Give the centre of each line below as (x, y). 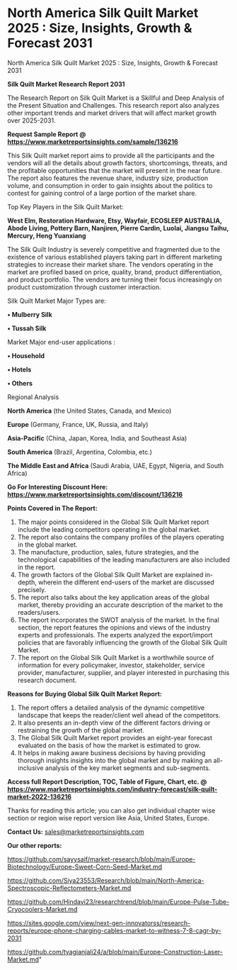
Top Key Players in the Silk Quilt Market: (65, 206)
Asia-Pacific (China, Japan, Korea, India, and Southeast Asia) (97, 438)
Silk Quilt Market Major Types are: (57, 301)
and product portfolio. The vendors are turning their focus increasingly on (115, 279)
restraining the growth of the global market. (81, 730)
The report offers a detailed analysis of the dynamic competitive (111, 708)
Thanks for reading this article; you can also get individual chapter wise (111, 810)
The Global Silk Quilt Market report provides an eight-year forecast (115, 737)
